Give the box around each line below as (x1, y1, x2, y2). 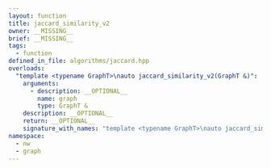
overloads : (8, 65, 45, 73)
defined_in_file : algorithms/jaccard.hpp (8, 57, 150, 65)
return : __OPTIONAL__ (23, 117, 95, 125)
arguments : (23, 79, 60, 87)
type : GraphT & (37, 102, 89, 110)
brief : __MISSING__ (8, 34, 74, 43)
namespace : (8, 132, 45, 140)
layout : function (8, 11, 67, 20)
